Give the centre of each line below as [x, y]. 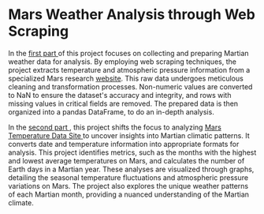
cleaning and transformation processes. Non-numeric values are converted [130, 86]
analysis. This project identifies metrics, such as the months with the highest [132, 152]
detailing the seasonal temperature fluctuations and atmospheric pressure [128, 177]
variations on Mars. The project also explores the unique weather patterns [128, 186]
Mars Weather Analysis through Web [132, 15]
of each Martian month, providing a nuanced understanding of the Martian [129, 194]
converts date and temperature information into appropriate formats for [124, 144]
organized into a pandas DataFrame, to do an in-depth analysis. [111, 111]
